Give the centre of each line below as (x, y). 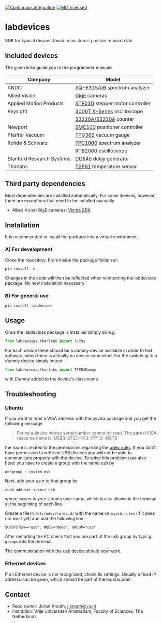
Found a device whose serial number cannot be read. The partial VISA (87, 433)
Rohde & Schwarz (28, 143)
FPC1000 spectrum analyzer (108, 143)
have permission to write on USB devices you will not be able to (68, 453)
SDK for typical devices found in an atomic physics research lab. (69, 40)
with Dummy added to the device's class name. (52, 379)
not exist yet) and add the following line (44, 519)
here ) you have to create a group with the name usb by (60, 463)
